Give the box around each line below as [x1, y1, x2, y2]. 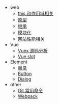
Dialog [17, 76, 32, 82]
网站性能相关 [17, 36, 45, 42]
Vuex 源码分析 [17, 48, 48, 54]
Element [10, 59, 28, 65]
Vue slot [17, 54, 36, 59]
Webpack [17, 93, 38, 99]
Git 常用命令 [17, 88, 43, 93]
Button [17, 71, 32, 76]
